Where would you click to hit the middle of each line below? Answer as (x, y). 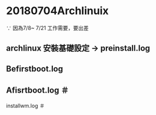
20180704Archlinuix (57, 11)
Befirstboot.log (35, 69)
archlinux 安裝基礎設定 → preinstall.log (78, 48)
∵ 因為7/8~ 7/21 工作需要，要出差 (47, 28)
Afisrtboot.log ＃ (37, 91)
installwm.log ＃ (26, 106)
